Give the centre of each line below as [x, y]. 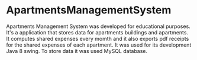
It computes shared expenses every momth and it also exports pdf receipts [98, 38]
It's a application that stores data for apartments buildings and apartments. [97, 32]
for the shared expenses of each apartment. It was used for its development [99, 45]
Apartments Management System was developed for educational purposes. [98, 26]
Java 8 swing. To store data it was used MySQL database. [77, 51]
